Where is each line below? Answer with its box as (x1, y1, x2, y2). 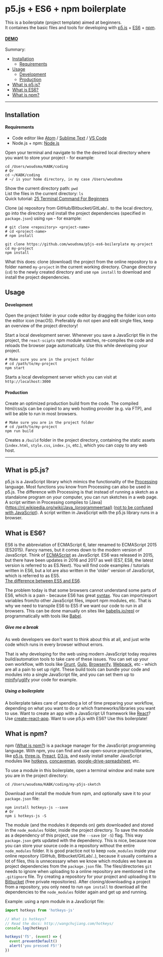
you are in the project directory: (5, 773, 68, 778)
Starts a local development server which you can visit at (5, 374, 117, 380)
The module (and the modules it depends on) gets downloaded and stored (5, 822, 154, 828)
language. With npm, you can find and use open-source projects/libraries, (5, 747, 153, 753)
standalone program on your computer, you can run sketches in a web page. (5, 494, 158, 500)
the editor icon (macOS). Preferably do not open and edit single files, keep (5, 318, 154, 324)
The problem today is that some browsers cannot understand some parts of (5, 587, 157, 593)
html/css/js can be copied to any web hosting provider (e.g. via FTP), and (5, 405, 152, 411)
